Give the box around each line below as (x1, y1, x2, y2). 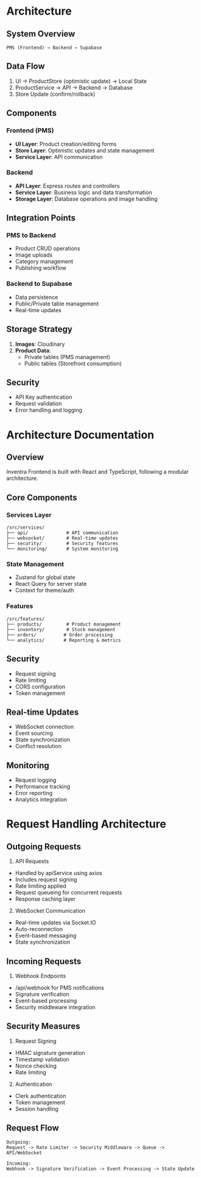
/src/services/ (6, 524, 45, 531)
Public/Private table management (15, 300, 99, 307)
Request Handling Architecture (6, 817, 166, 831)
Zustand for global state (15, 574, 76, 581)
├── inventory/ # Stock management (6, 626, 116, 632)
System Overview (6, 29, 76, 39)
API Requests (15, 858, 49, 865)
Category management (15, 258, 74, 265)
